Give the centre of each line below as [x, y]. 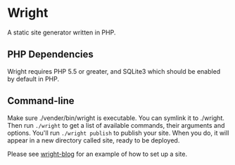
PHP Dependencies [50, 54]
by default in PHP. [33, 79]
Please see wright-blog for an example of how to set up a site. [97, 154]
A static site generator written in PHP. [62, 32]
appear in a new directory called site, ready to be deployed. [94, 140]
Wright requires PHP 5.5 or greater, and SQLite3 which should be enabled [114, 71]
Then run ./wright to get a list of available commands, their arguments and [116, 125]
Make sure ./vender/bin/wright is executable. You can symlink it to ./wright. [116, 118]
